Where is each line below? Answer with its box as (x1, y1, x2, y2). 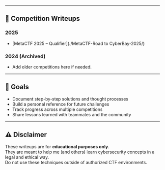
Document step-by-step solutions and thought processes (12, 96, 129, 102)
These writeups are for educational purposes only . (5, 143, 110, 149)
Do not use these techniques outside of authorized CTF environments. (5, 159, 147, 165)
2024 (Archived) (5, 53, 46, 60)
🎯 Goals (5, 83, 29, 91)
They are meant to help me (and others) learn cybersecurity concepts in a (5, 149, 155, 155)
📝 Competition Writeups (5, 14, 80, 23)
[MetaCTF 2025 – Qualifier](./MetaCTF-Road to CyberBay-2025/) (12, 40, 145, 46)
